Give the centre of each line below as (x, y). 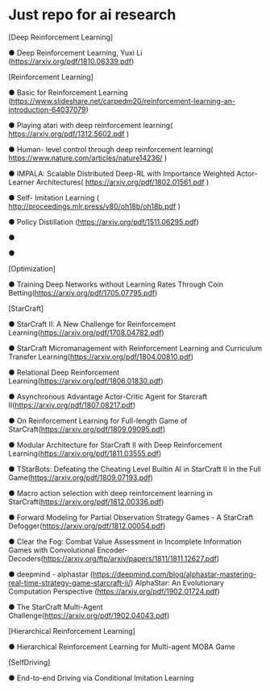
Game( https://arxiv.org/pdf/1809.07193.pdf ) (81, 478)
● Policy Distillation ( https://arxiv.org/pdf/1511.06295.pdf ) (104, 221)
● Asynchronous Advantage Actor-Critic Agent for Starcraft (108, 396)
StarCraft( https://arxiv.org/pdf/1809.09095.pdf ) (87, 429)
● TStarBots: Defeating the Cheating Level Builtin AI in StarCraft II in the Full (135, 469)
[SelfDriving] (29, 662)
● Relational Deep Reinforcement (64, 372)
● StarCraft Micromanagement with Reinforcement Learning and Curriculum (135, 348)
